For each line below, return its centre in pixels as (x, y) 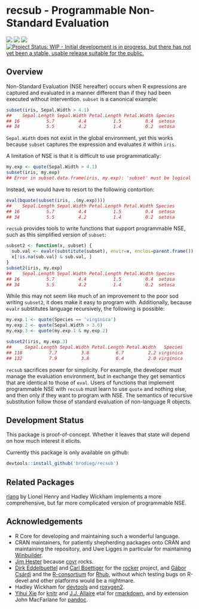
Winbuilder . (29, 555)
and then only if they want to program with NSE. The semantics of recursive (99, 395)
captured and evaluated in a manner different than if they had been (89, 93)
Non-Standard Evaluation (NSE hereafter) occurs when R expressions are (97, 86)
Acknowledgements (45, 521)
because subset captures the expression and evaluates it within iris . (91, 145)
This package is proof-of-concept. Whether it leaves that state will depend (98, 434)
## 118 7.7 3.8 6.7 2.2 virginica (95, 353)
